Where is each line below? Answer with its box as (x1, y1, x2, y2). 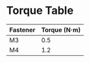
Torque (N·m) (41, 26, 81, 34)
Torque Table (6, 4, 74, 18)
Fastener (9, 26, 36, 34)
